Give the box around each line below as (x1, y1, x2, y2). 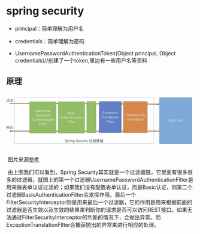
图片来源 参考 (7, 155, 40, 163)
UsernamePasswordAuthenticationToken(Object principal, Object (14, 49, 176, 57)
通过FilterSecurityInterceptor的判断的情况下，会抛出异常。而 (11, 214, 161, 221)
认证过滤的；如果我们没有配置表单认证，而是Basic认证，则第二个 (32, 183, 193, 191)
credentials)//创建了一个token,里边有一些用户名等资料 (14, 57, 148, 64)
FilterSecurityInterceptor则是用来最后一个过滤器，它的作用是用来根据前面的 (6, 199, 193, 206)
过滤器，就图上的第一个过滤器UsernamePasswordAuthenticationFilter (16, 176, 189, 183)
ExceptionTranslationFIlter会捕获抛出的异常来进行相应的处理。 (6, 221, 160, 228)
